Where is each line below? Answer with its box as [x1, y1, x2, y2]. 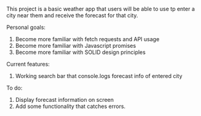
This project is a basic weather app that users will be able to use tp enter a [6, 6, 195, 12]
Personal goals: [6, 24, 46, 31]
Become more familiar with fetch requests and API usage [15, 36, 160, 42]
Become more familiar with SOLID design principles [15, 48, 146, 56]
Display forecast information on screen [15, 96, 114, 103]
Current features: [6, 61, 50, 68]
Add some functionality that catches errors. [15, 102, 126, 110]
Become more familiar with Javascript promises [15, 42, 136, 49]
